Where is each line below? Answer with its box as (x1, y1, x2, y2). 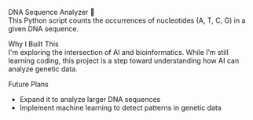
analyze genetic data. (8, 64, 79, 74)
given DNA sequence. (8, 24, 79, 33)
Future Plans (8, 79, 49, 89)
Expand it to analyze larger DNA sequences (19, 95, 161, 104)
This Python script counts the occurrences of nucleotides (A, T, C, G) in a (8, 16, 246, 25)
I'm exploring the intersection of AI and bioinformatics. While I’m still (8, 48, 229, 56)
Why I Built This (8, 39, 59, 49)
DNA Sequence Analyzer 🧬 (8, 8, 95, 16)
